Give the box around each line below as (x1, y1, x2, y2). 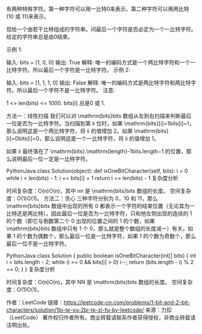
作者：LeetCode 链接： (6, 299, 65, 306)
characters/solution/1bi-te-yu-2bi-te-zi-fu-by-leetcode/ (6, 306, 144, 314)
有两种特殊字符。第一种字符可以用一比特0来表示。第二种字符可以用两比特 (6, 5, 189, 12)
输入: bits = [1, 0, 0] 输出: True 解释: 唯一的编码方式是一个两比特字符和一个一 (6, 59, 196, 66)
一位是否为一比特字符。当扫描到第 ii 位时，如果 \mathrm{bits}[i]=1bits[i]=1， (6, 120, 195, 127)
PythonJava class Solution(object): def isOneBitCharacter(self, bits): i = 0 (6, 168, 188, 174)
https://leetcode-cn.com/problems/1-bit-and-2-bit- (63, 299, 191, 306)
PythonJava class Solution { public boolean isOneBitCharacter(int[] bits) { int (6, 252, 197, 259)
